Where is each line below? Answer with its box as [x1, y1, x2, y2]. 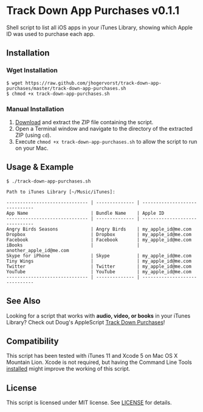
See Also [6, 296, 41, 306]
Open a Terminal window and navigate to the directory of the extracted [15, 125, 193, 132]
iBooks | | [6, 242, 140, 248]
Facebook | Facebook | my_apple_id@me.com [6, 237, 191, 243]
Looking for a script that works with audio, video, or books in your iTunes [6, 312, 191, 319]
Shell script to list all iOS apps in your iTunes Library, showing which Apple [6, 24, 193, 31]
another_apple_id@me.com [6, 247, 69, 253]
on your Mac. [15, 144, 49, 152]
